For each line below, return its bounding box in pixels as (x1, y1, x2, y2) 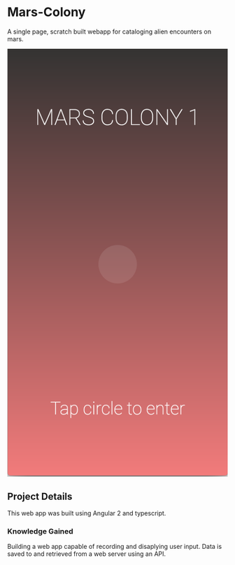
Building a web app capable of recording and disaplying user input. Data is (7, 543, 222, 551)
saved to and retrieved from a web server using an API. (7, 550, 166, 558)
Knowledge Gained (7, 526, 73, 536)
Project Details (7, 490, 73, 502)
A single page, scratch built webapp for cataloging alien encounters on (7, 27, 212, 36)
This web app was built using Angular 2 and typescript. (7, 509, 166, 517)
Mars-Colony (7, 4, 86, 20)
